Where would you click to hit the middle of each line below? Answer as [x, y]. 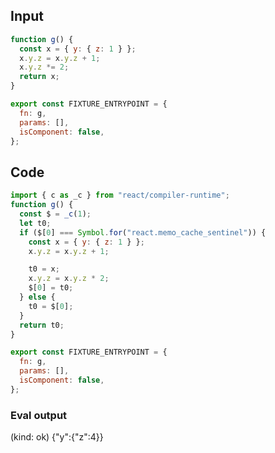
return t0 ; [42, 325]
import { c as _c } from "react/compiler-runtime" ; [120, 195]
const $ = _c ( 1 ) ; [55, 214]
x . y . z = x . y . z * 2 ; [69, 279]
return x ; [39, 77]
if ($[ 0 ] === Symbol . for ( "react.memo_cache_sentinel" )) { [143, 232]
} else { [37, 297]
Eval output [39, 415]
